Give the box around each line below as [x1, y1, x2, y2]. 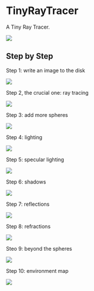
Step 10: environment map [6, 267, 68, 274]
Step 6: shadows [6, 178, 46, 185]
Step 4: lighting [6, 133, 42, 141]
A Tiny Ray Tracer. [6, 23, 50, 30]
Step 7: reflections [6, 200, 50, 207]
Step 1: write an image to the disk [6, 67, 85, 74]
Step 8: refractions [6, 223, 51, 230]
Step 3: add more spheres [6, 111, 68, 118]
